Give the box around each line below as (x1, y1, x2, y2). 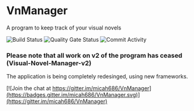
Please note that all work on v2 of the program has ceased (6, 51, 182, 59)
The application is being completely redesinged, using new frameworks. (6, 73, 188, 80)
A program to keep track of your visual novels (6, 24, 121, 31)
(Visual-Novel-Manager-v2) (6, 59, 92, 67)
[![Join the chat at (6, 85, 51, 92)
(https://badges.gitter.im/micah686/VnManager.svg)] (6, 91, 140, 99)
